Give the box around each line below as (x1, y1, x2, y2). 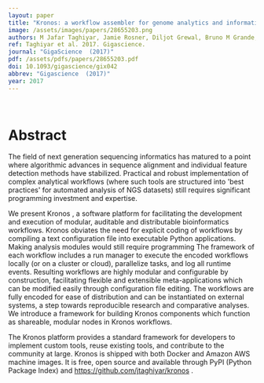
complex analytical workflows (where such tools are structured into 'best (8, 177, 244, 187)
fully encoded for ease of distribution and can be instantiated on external (8, 292, 245, 302)
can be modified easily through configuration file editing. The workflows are (8, 284, 254, 294)
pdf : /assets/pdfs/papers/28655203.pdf (8, 56, 139, 64)
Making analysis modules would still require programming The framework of (8, 243, 255, 252)
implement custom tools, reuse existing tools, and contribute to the (8, 341, 225, 350)
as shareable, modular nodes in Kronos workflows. (8, 317, 173, 326)
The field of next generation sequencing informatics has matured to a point (8, 152, 251, 162)
